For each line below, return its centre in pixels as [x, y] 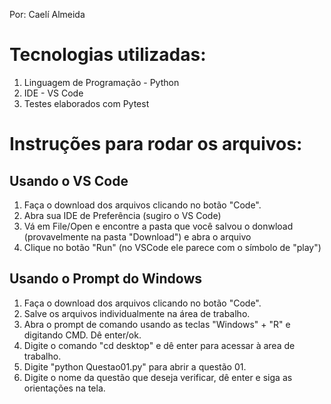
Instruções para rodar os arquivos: [156, 144]
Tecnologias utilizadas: [108, 55]
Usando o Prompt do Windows [106, 279]
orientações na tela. [64, 388]
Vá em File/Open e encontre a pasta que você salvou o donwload [158, 226]
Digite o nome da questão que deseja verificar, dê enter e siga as [158, 377]
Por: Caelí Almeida [47, 14]
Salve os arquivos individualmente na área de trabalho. [137, 313]
